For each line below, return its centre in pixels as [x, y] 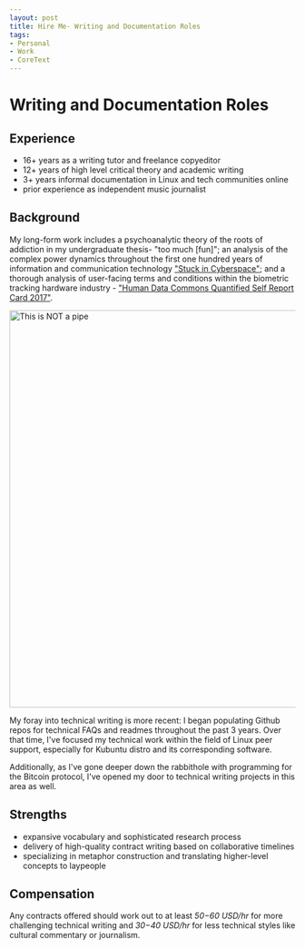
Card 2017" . [31, 297]
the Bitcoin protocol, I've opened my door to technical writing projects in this [152, 776]
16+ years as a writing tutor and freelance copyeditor [121, 160]
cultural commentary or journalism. [75, 935]
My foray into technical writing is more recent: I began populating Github [145, 720]
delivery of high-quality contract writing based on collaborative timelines [158, 846]
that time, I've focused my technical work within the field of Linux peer [141, 739]
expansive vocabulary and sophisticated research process [132, 836]
